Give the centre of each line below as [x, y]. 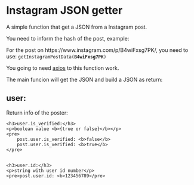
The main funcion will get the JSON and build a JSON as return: [84, 79]
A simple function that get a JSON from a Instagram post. [77, 27]
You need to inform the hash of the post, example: [68, 38]
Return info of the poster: [37, 112]
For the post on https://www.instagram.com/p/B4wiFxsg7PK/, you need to [97, 50]
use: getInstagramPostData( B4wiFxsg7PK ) [56, 56]
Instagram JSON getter [64, 10]
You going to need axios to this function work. [63, 68]
